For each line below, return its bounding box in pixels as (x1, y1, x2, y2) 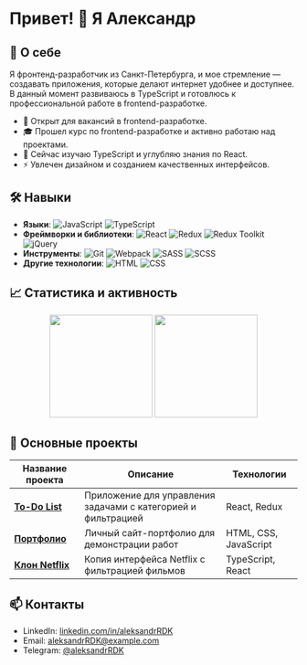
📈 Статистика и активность (9, 285, 178, 301)
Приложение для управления (84, 489, 216, 501)
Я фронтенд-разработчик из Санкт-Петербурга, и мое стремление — (9, 69, 281, 79)
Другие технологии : (22, 258, 104, 269)
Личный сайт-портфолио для (84, 527, 216, 540)
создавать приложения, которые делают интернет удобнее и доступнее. (9, 79, 295, 90)
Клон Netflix (14, 559, 70, 572)
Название (22, 462, 68, 475)
